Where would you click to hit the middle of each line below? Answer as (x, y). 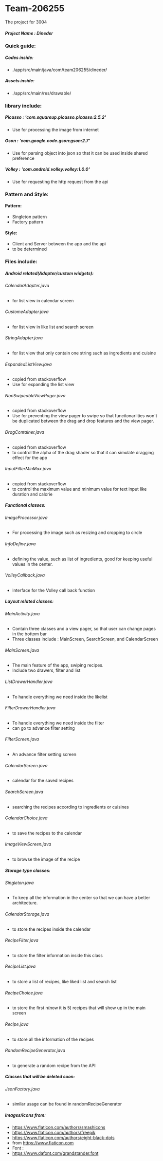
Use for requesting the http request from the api (60, 182)
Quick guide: (20, 46)
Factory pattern (28, 221)
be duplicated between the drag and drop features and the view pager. (83, 421)
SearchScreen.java (24, 792)
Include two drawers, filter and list (46, 670)
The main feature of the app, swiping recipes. (58, 665)
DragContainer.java (25, 432)
